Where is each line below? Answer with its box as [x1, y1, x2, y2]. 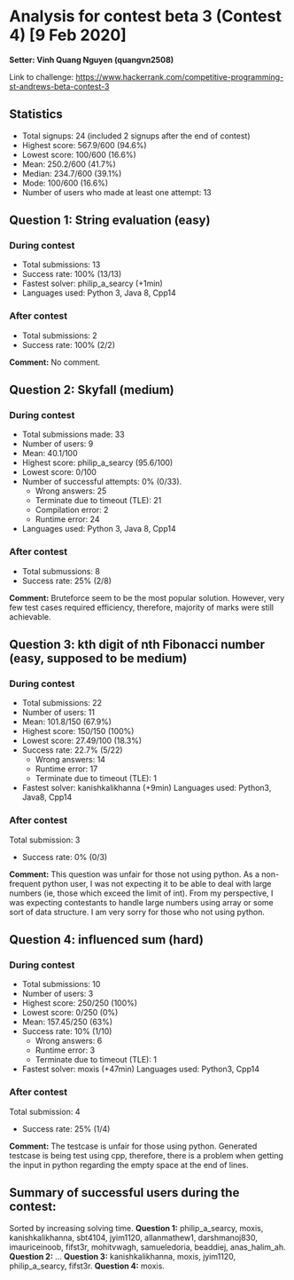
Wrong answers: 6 [35, 1036, 103, 1047]
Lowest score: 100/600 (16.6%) [21, 149, 136, 160]
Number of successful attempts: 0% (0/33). [21, 477, 182, 487]
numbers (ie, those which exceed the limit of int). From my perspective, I [9, 888, 274, 898]
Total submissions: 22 [21, 698, 103, 708]
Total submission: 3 [9, 834, 81, 845]
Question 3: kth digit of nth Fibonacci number [9, 637, 266, 652]
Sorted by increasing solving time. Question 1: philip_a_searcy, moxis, [9, 1222, 264, 1233]
